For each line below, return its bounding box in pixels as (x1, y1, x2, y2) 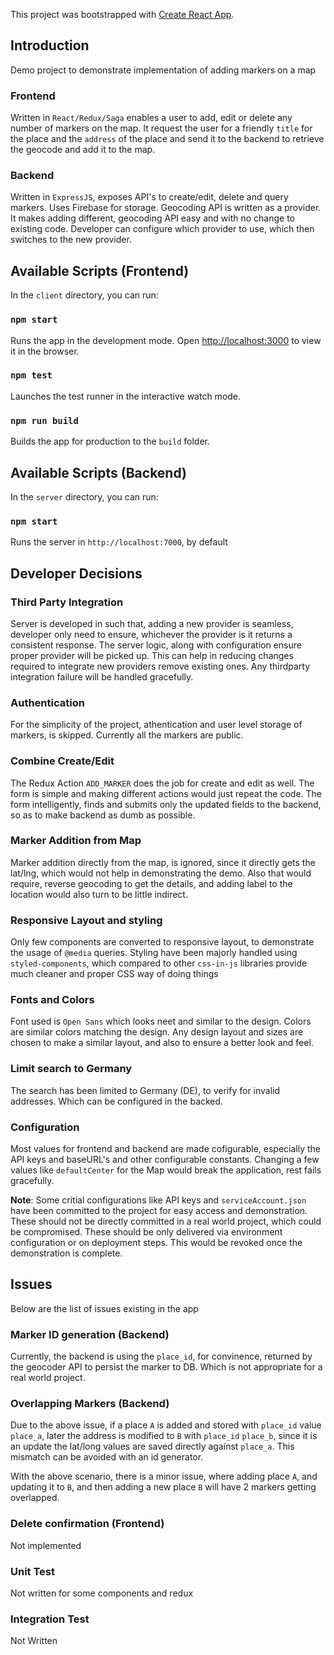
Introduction (10, 37, 90, 54)
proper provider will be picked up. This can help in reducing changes (10, 649, 294, 661)
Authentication (10, 695, 85, 709)
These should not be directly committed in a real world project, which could (10, 1215, 322, 1227)
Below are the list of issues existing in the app (10, 1302, 199, 1314)
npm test (10, 370, 53, 381)
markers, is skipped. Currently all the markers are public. (10, 729, 244, 741)
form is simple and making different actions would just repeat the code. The (10, 787, 322, 799)
